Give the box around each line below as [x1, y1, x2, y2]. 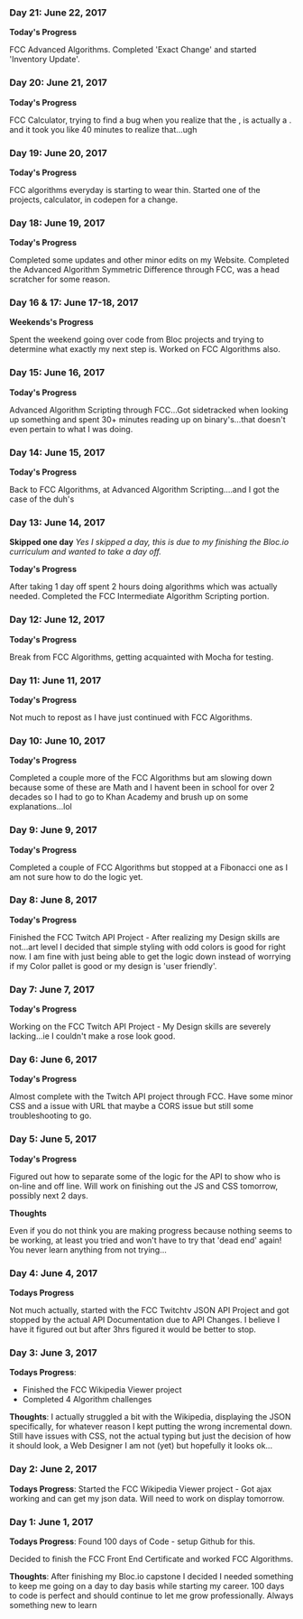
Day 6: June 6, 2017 [9, 1053, 97, 1066]
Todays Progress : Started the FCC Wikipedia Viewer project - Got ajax [9, 1483, 272, 1494]
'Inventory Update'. [9, 54, 81, 65]
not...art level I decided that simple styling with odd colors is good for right [9, 941, 286, 952]
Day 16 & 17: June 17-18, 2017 [9, 296, 139, 309]
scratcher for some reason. [9, 273, 111, 285]
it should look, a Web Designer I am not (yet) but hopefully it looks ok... [9, 1440, 273, 1451]
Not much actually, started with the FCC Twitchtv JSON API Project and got [9, 1305, 290, 1316]
